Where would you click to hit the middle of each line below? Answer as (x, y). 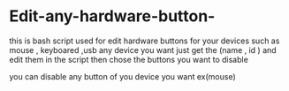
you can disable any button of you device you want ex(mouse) (122, 76)
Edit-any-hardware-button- (112, 16)
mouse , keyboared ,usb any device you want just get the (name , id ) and (143, 49)
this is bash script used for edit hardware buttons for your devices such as (144, 41)
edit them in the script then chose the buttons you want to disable (129, 59)
